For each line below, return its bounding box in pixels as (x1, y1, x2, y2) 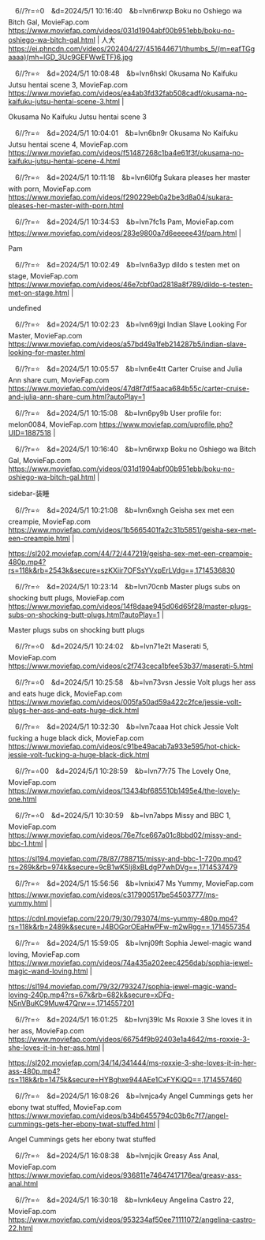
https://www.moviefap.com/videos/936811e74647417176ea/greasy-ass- (8, 1171, 242, 1180)
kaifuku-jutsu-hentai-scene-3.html (8, 97, 121, 106)
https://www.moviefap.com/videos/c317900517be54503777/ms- (8, 890, 219, 899)
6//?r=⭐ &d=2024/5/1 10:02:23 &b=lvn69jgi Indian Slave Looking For (14, 319, 247, 329)
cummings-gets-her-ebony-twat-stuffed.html (8, 1119, 156, 1129)
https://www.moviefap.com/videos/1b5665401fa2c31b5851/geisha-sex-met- (8, 525, 257, 534)
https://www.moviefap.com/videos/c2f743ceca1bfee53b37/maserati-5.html (8, 661, 254, 670)
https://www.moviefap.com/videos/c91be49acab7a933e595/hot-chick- (8, 741, 241, 751)
